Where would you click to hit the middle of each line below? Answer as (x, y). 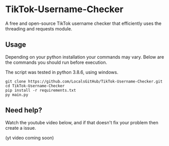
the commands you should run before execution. (56, 62)
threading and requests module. (39, 28)
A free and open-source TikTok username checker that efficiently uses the (83, 23)
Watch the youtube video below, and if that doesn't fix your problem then (82, 122)
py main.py (17, 95)
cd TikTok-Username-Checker (35, 86)
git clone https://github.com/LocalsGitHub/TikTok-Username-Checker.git (84, 81)
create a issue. (21, 128)
